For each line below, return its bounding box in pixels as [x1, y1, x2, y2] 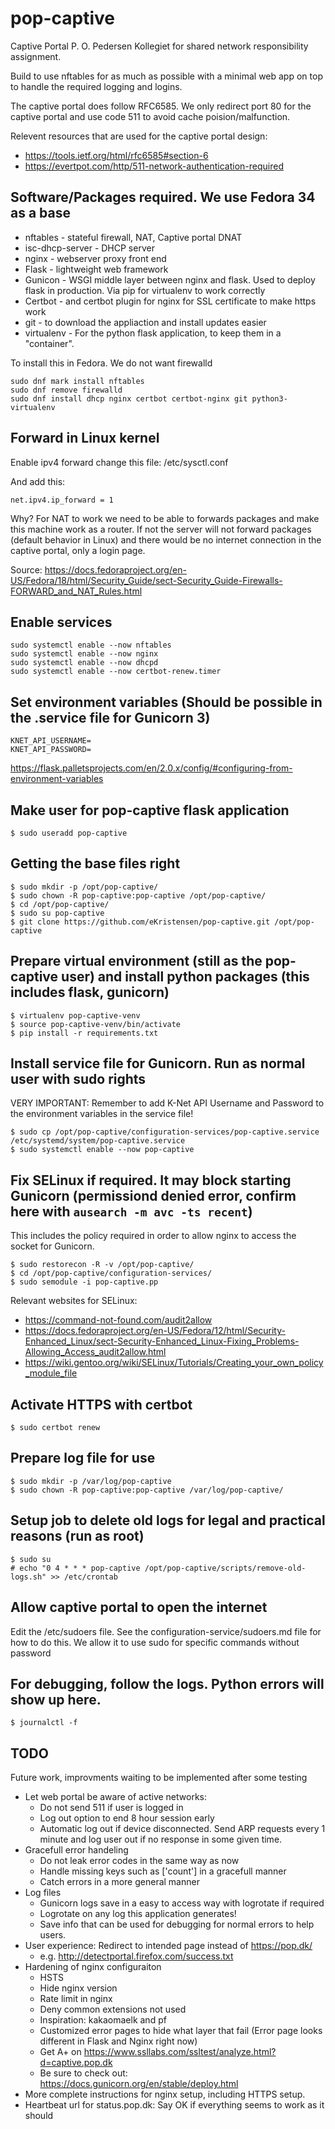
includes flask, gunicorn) [10, 984, 170, 1001]
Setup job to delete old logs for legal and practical [10, 1512, 326, 1529]
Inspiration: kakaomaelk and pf [39, 2014, 167, 2026]
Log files [24, 1887, 62, 1899]
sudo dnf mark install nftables [10, 376, 145, 386]
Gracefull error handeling [24, 1844, 129, 1856]
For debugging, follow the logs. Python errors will [10, 1675, 325, 1692]
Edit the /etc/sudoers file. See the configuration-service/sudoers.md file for [10, 1625, 322, 1637]
